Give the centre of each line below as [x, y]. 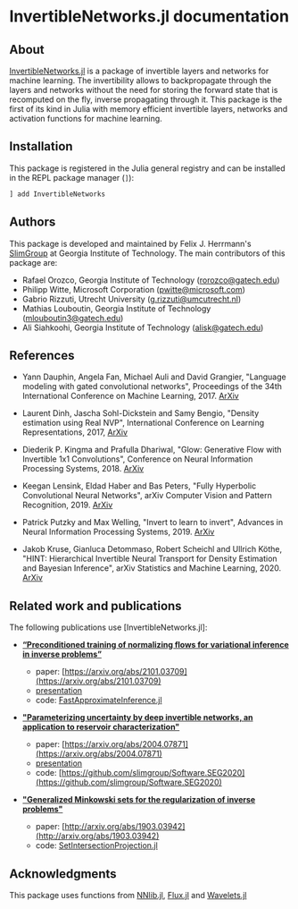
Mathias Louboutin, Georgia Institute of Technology [116, 308]
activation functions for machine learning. [86, 119]
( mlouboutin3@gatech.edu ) [73, 318]
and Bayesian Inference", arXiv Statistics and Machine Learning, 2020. [152, 568]
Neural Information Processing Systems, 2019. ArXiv [118, 532]
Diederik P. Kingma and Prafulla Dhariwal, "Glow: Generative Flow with [152, 450]
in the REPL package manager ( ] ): [72, 177]
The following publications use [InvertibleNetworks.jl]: [108, 627]
